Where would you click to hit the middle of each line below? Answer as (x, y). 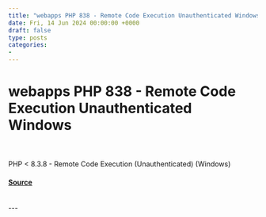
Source (21, 182)
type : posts (28, 38)
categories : (28, 45)
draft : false (30, 30)
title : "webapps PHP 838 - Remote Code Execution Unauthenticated (120, 15)
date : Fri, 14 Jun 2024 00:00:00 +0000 (74, 23)
